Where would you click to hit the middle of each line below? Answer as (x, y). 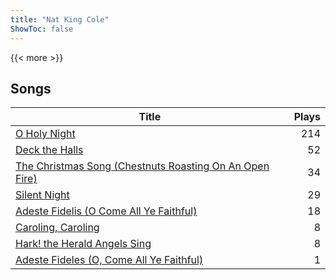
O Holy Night (45, 134)
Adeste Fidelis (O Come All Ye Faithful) (106, 211)
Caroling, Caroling (57, 228)
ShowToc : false (42, 29)
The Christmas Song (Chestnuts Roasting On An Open (142, 166)
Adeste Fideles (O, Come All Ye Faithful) (109, 260)
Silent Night (42, 195)
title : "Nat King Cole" (60, 19)
